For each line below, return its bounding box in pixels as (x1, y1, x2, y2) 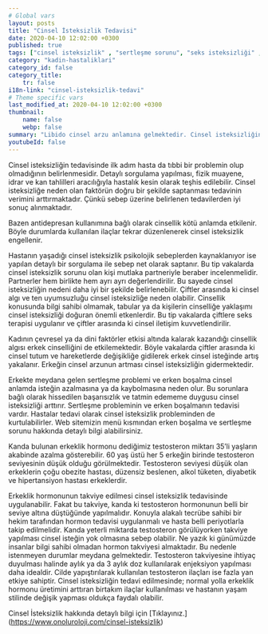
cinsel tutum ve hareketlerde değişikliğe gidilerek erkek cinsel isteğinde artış (8, 351, 259, 361)
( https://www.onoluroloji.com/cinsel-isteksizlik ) (8, 616, 164, 626)
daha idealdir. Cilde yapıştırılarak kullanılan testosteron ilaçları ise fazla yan (8, 567, 254, 576)
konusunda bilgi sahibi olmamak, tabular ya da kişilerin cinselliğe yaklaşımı (8, 301, 253, 311)
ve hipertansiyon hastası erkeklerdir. (8, 475, 128, 484)
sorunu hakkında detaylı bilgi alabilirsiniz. (8, 425, 144, 436)
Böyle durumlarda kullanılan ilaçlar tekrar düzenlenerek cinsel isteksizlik (8, 226, 244, 236)
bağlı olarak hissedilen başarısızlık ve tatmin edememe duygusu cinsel (8, 392, 239, 401)
